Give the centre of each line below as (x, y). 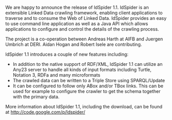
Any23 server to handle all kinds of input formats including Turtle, (82, 69)
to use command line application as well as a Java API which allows (77, 23)
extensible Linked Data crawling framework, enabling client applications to (84, 13)
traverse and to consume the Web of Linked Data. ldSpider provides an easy (86, 18)
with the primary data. (36, 97)
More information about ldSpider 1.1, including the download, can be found (84, 106)
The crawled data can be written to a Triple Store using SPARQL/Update (89, 80)
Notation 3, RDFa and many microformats (56, 75)
